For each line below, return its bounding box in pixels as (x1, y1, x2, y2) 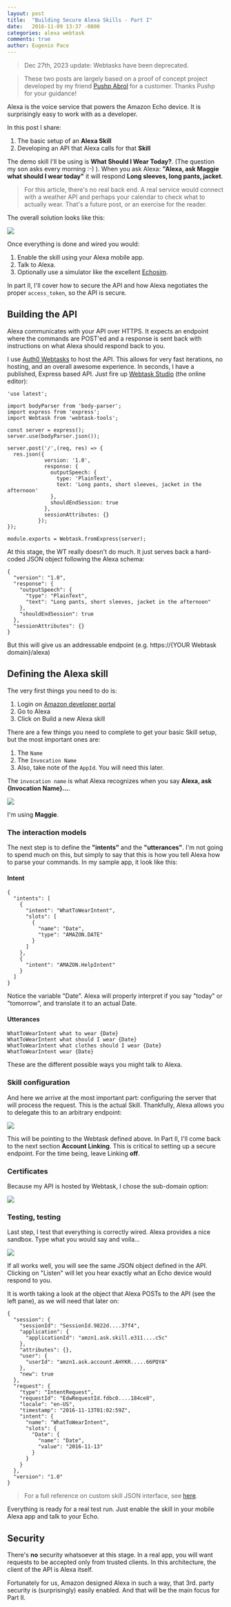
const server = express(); (7, 426, 85, 434)
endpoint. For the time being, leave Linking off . (7, 1149, 140, 1157)
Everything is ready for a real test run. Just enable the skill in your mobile (7, 1505, 215, 1513)
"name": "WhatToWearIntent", (25, 1419, 110, 1426)
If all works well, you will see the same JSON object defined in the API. (7, 1262, 208, 1270)
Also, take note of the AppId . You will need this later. (17, 763, 164, 771)
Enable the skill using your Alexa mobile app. (17, 253, 145, 261)
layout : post (7, 10, 45, 17)
